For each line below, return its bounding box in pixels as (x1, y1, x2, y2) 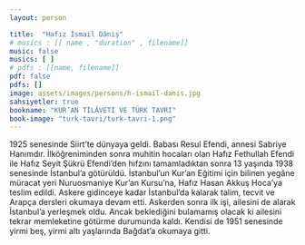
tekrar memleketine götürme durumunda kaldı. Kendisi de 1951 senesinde (9, 216, 283, 227)
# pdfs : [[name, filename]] (9, 64, 120, 73)
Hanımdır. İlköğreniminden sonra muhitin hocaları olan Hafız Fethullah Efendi (9, 149, 295, 160)
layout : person (9, 13, 67, 23)
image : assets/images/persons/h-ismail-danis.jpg (9, 88, 202, 98)
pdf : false (9, 72, 51, 82)
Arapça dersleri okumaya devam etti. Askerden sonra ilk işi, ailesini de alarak (9, 197, 296, 208)
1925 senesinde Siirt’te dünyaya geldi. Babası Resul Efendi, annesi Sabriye (9, 139, 288, 150)
